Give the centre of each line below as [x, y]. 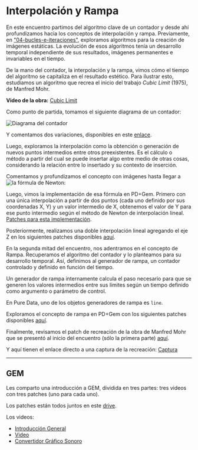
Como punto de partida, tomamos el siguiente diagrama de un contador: [94, 112]
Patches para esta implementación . [49, 219]
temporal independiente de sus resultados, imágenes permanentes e [90, 52]
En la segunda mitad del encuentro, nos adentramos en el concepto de [92, 248]
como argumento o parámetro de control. [56, 291]
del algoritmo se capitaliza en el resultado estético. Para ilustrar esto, [90, 76]
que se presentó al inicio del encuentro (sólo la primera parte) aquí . [88, 338]
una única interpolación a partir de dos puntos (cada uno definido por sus [95, 200]
